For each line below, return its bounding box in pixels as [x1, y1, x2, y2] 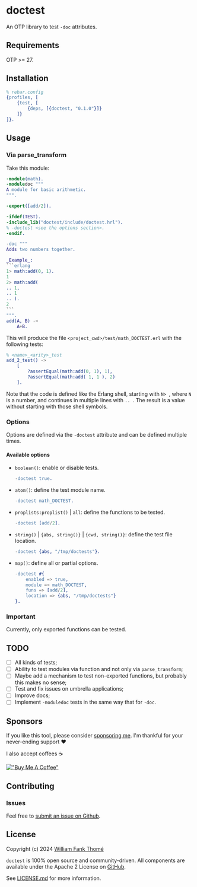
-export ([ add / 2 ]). [6, 203, 52, 209]
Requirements [6, 40, 59, 50]
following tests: [6, 341, 43, 348]
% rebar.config [6, 89, 44, 95]
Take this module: [6, 164, 50, 171]
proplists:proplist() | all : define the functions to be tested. [14, 508, 165, 516]
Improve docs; [14, 692, 50, 699]
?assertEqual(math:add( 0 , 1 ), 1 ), [27, 368, 113, 374]
